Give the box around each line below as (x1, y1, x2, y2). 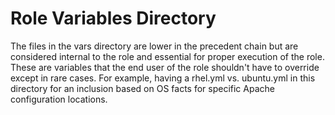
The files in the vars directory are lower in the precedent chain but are (10, 40, 299, 52)
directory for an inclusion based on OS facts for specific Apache (10, 82, 275, 94)
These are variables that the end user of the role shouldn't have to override (10, 61, 320, 73)
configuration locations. (10, 93, 108, 105)
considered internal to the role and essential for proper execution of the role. (10, 50, 325, 62)
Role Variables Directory (10, 7, 217, 30)
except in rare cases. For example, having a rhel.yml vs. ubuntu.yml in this (10, 72, 316, 84)
